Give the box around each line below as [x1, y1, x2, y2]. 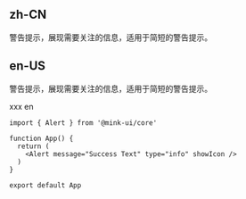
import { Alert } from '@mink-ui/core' [9, 118, 158, 128]
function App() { [9, 134, 74, 143]
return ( [17, 142, 50, 151]
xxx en [9, 101, 34, 112]
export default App [9, 180, 82, 190]
